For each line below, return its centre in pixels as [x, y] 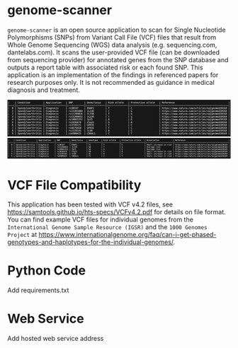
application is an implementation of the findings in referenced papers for [113, 75]
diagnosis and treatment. [44, 90]
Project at [22, 235]
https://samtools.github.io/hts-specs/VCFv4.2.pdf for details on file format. [117, 212]
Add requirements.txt [38, 290]
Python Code [47, 271]
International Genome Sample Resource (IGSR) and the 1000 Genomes [107, 227]
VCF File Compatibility [74, 185]
